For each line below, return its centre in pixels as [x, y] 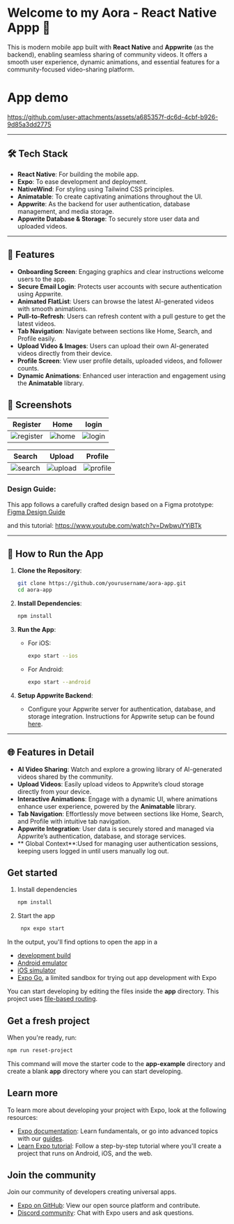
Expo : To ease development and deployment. [83, 181]
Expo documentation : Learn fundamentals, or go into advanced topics [117, 1131]
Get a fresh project [49, 1021]
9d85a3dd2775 [29, 124]
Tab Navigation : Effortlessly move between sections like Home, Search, [120, 814]
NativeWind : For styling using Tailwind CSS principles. [96, 189]
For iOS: [39, 643]
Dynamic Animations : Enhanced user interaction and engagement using [122, 375]
